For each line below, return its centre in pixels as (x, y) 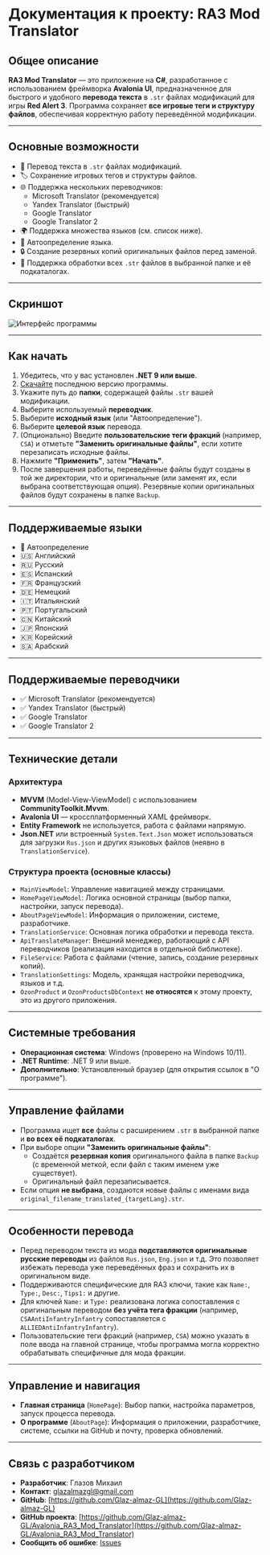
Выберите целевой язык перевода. (81, 427)
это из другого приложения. (68, 1001)
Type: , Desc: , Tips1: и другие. (70, 1293)
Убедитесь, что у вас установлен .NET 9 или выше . (108, 375)
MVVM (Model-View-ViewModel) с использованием (108, 800)
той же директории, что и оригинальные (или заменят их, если (128, 478)
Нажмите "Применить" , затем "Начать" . (92, 461)
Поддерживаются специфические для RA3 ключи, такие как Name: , (135, 1285)
